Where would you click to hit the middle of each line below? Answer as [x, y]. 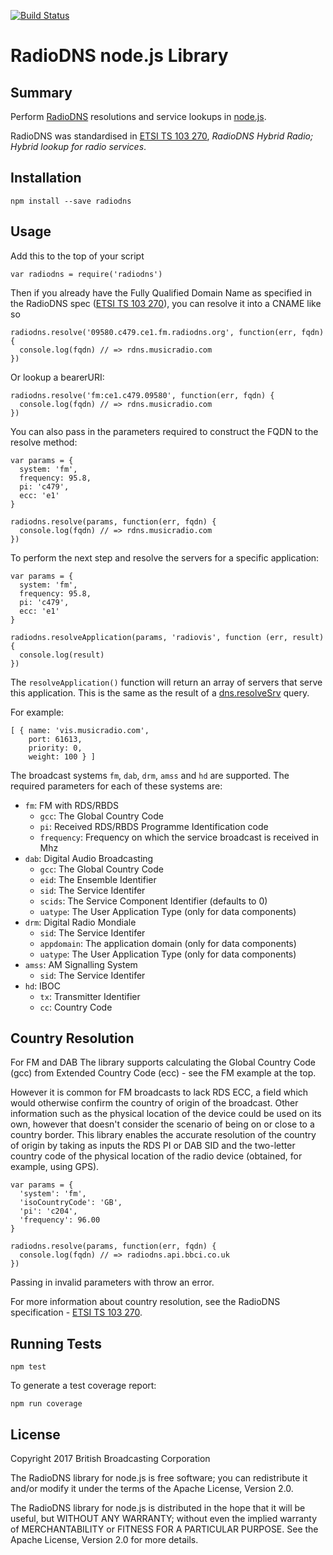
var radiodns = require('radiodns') [86, 274]
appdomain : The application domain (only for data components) [168, 943]
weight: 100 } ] [62, 756]
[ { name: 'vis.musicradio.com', [80, 730]
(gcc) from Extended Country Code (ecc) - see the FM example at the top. [163, 1073]
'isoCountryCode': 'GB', [71, 1203]
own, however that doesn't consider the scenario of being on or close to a [162, 1124]
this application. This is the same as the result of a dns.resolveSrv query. [160, 692]
